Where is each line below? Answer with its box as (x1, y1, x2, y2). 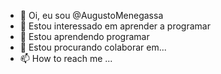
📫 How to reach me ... (19, 53, 113, 64)
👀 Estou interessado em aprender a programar (19, 20, 211, 32)
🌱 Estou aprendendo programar (19, 31, 150, 42)
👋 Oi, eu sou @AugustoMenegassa (19, 10, 164, 21)
